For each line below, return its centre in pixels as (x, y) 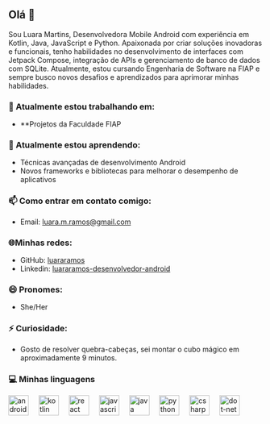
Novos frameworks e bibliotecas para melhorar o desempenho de (129, 171)
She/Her (34, 307)
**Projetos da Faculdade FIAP (71, 124)
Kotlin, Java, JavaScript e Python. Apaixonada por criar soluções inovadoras (135, 43)
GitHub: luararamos (52, 260)
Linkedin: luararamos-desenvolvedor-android (95, 268)
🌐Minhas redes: (40, 243)
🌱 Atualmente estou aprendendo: (75, 145)
